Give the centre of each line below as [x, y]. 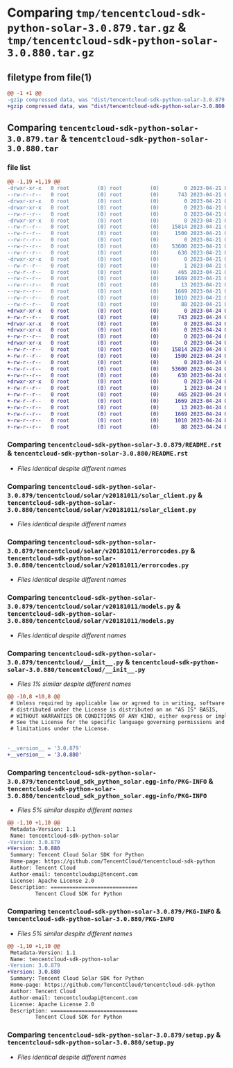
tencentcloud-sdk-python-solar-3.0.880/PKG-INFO [91, 919]
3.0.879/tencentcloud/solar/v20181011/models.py [91, 607]
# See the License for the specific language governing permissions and [118, 723]
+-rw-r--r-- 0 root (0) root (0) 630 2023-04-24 [114, 375]
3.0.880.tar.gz [51, 53]
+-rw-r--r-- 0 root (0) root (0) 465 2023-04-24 [114, 395]
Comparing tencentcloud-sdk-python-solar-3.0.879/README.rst [114, 445]
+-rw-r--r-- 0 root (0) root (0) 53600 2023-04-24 [114, 369]
